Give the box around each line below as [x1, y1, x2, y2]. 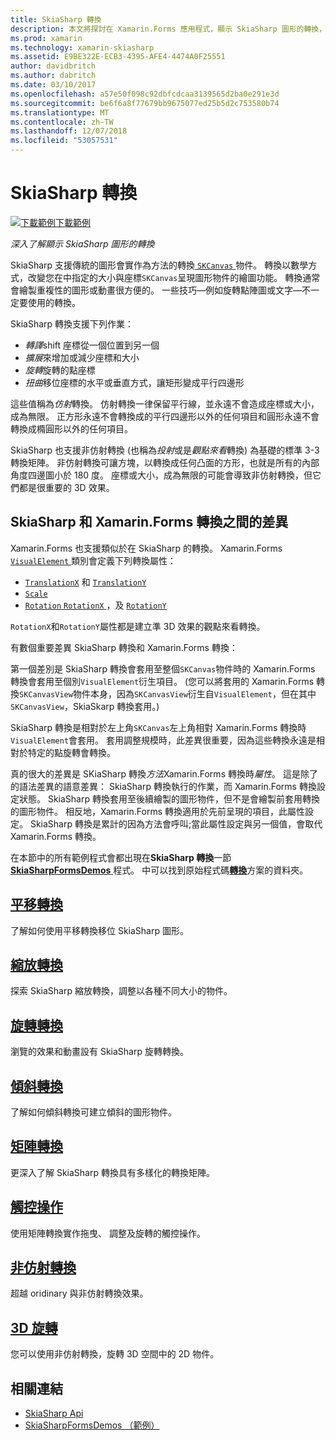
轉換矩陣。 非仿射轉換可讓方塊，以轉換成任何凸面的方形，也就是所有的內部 [10, 456, 320, 468]
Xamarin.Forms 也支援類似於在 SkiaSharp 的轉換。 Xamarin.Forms [10, 542, 283, 554]
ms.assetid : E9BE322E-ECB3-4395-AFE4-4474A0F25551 [10, 52, 226, 62]
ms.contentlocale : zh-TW [10, 117, 114, 127]
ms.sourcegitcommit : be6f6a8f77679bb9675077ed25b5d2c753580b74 [10, 98, 280, 108]
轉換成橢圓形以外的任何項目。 [10, 422, 133, 435]
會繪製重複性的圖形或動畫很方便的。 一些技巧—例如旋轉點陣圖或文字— [10, 284, 302, 296]
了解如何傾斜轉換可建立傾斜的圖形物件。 [10, 1106, 177, 1118]
